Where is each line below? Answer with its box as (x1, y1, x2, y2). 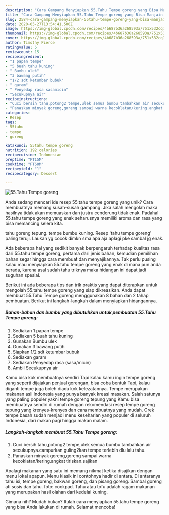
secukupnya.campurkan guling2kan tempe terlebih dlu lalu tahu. (12, 447, 146, 454)
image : (5, 26, 19, 31)
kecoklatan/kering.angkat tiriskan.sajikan (12, 458, 98, 464)
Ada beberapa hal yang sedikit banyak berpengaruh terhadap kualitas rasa (5, 245, 160, 251)
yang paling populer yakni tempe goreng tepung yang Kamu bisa (5, 396, 140, 402)
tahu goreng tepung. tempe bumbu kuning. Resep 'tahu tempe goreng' (5, 230, 152, 236)
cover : (5, 36, 19, 41)
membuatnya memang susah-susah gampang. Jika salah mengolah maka (5, 205, 158, 211)
